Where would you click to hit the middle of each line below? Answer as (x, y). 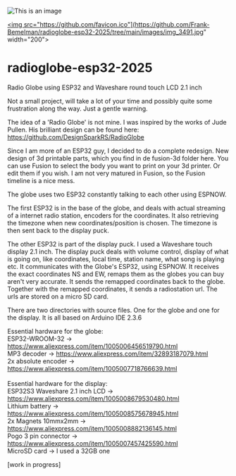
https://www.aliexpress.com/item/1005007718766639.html (92, 368)
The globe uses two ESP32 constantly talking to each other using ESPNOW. (117, 194)
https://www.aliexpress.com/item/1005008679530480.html (93, 399)
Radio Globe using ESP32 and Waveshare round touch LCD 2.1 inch (105, 87)
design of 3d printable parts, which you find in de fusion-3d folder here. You (118, 158)
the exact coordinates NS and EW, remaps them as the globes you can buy (116, 274)
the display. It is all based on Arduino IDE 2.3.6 (75, 318)
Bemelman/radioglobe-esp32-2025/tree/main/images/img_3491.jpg (106, 32)
